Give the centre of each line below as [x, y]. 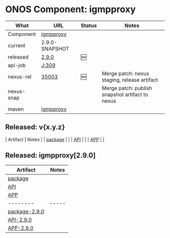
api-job [17, 65]
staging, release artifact [130, 80]
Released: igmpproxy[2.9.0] [51, 155]
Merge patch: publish [127, 88]
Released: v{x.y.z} [35, 127]
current [16, 45]
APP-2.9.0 [21, 228]
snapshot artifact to [125, 94]
